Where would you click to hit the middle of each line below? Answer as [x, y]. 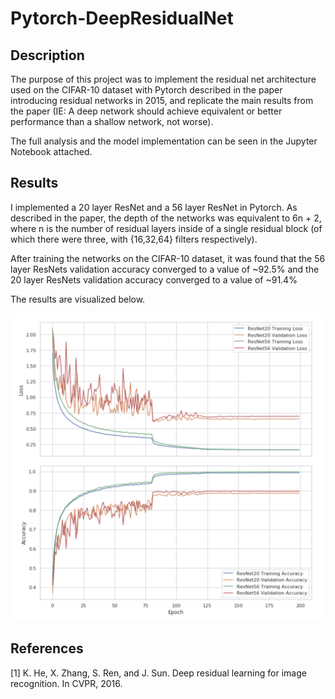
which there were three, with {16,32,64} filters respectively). [134, 239]
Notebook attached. [51, 151]
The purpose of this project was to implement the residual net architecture [163, 79]
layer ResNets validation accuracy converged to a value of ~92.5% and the [165, 269]
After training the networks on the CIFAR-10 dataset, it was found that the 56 [168, 258]
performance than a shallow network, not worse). [112, 121]
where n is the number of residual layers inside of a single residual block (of [166, 228]
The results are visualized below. [78, 299]
